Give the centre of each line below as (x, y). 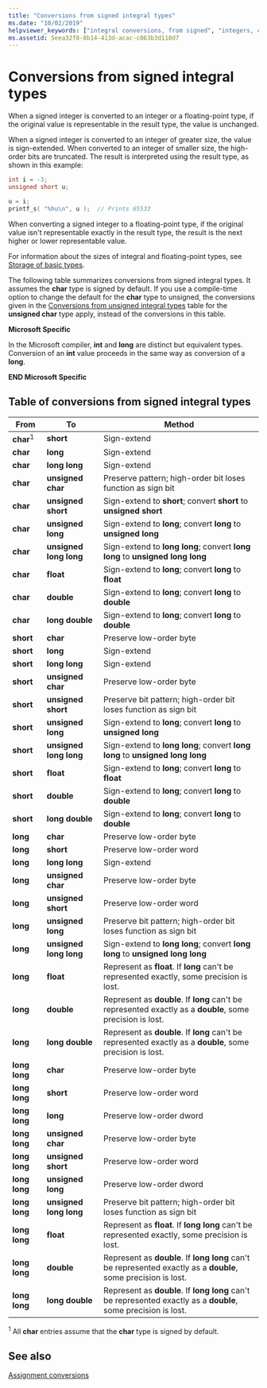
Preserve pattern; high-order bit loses (174, 477)
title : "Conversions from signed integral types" (92, 15)
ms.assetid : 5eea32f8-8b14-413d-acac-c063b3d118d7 (94, 38)
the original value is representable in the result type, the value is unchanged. (133, 125)
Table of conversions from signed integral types (130, 402)
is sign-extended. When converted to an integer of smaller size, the (118, 149)
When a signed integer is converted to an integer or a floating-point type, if (131, 116)
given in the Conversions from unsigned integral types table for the (118, 305)
